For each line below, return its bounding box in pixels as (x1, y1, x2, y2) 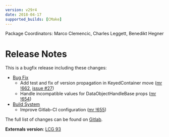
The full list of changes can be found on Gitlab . (5, 116, 103, 122)
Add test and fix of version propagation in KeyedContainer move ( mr (20, 80, 162, 86)
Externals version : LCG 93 (5, 126, 62, 132)
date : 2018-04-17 (5, 12, 42, 17)
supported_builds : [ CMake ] (5, 17, 62, 22)
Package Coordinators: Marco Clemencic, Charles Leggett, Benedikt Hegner (5, 31, 164, 37)
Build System (12, 101, 40, 107)
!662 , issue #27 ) (20, 85, 54, 91)
